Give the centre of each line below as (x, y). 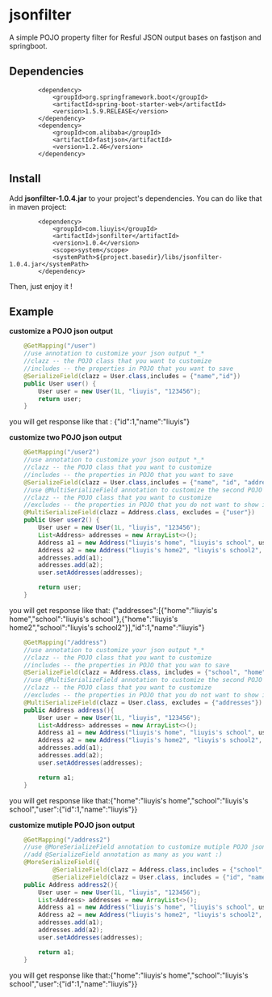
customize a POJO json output (61, 331)
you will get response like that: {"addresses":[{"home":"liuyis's (113, 610)
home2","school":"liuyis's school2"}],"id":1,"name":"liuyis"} (107, 627)
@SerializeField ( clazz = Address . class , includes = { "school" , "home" (145, 673)
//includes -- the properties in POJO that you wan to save (127, 665)
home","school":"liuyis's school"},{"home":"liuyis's (94, 619)
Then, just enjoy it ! (41, 286)
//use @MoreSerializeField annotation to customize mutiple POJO (136, 847)
